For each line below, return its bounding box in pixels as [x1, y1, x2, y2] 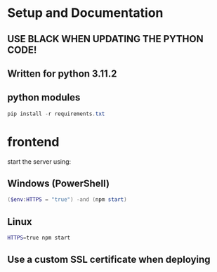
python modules [7, 91, 81, 103]
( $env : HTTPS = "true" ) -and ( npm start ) [7, 196, 128, 203]
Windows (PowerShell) [7, 177, 110, 189]
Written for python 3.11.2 [7, 67, 117, 79]
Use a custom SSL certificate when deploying [7, 254, 211, 266]
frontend [7, 134, 60, 150]
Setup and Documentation [7, 5, 164, 21]
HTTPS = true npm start [7, 234, 71, 242]
